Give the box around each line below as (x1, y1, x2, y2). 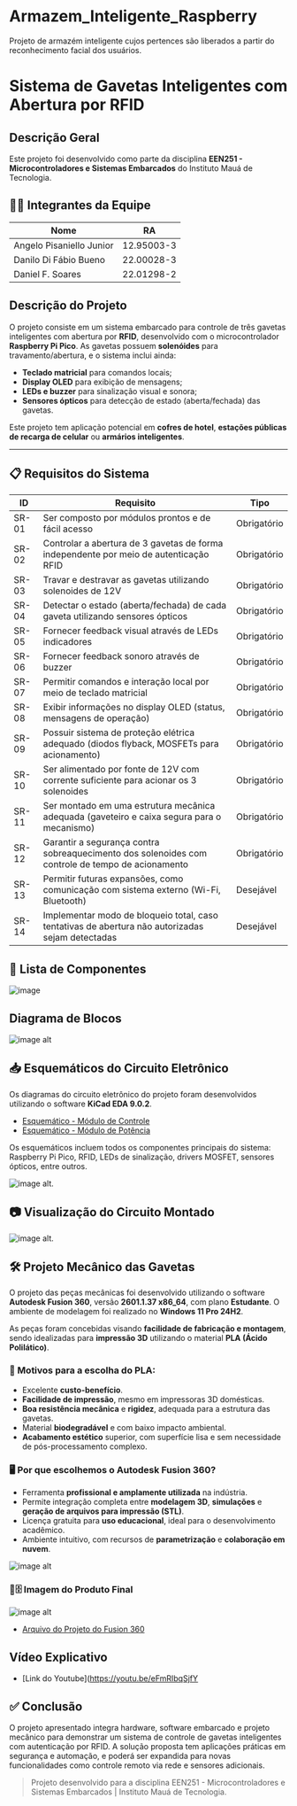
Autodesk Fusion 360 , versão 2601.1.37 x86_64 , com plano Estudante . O (9, 1297, 280, 1307)
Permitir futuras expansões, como (42, 872, 184, 885)
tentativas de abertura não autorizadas (42, 920, 204, 933)
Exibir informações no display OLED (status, (42, 701, 225, 714)
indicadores (42, 636, 93, 648)
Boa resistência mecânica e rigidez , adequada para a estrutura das (21, 1403, 271, 1414)
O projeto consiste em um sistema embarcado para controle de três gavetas (9, 322, 286, 332)
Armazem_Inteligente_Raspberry (9, 6, 258, 27)
